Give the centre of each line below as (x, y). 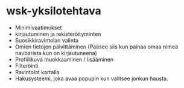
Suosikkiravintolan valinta (46, 40)
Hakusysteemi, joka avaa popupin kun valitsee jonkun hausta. (91, 78)
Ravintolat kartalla (37, 72)
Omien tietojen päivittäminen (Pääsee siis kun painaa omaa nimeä (97, 47)
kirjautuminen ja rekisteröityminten (58, 34)
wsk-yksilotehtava (54, 11)
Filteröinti (27, 66)
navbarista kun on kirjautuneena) (56, 53)
